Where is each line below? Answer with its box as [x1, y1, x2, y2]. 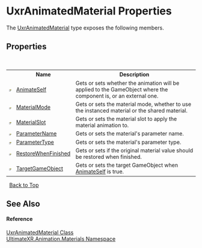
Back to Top [8, 181, 39, 188]
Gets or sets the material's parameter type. [75, 138, 182, 146]
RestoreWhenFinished [16, 150, 71, 157]
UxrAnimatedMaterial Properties [6, 4, 173, 18]
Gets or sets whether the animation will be [75, 79, 180, 87]
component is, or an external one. [75, 92, 159, 99]
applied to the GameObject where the [75, 85, 168, 93]
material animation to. [75, 122, 129, 129]
